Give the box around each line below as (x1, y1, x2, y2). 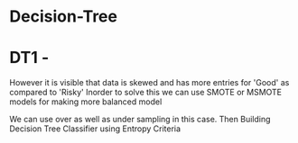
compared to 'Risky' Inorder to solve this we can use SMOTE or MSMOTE (9, 87, 283, 98)
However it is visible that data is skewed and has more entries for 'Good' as (9, 77, 290, 88)
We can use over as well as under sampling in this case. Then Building (9, 114, 271, 125)
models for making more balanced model (9, 96, 163, 107)
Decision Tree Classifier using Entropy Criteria (9, 123, 182, 134)
